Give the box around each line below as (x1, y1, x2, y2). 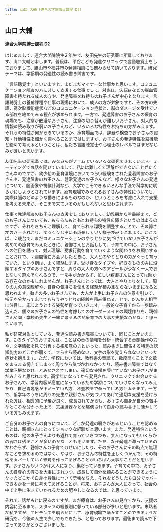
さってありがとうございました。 (5, 522, 69, 528)
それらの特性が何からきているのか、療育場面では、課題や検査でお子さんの (5, 130, 154, 136)
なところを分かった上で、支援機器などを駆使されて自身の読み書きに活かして (5, 404, 158, 410)
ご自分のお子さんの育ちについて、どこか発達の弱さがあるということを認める (5, 420, 158, 426)
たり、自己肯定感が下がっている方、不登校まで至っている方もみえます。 (5, 386, 149, 391)
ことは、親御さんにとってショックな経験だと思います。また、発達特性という (5, 426, 158, 432)
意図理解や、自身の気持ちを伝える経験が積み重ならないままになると (21, 284, 158, 290)
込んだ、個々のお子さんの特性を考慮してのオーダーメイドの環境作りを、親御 (5, 308, 158, 314)
